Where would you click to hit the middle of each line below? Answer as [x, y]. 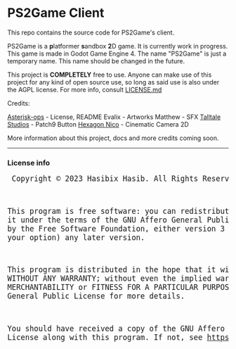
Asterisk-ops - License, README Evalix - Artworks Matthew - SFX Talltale [114, 117]
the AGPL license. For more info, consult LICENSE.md [85, 89]
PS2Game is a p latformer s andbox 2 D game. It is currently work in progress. [118, 46]
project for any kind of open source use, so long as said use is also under [113, 82]
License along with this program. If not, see [105, 338]
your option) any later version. [76, 237]
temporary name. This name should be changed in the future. [96, 61]
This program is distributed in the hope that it [112, 270]
